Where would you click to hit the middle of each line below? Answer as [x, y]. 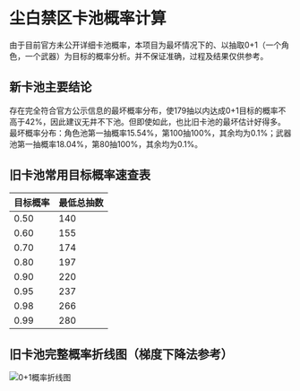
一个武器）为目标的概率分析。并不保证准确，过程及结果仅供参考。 [146, 56]
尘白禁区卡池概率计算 [88, 18]
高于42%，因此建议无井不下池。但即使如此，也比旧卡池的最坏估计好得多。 [148, 121]
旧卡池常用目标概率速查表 [80, 175]
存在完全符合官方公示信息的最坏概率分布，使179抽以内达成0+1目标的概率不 [148, 110]
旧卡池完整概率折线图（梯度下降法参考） [121, 354]
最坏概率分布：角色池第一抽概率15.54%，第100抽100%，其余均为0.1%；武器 [150, 133]
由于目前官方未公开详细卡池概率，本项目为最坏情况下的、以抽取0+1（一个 [146, 45]
